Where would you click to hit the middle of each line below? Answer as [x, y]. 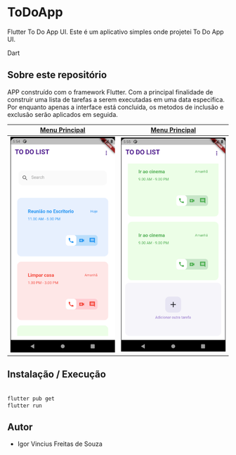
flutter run [25, 406]
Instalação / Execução [57, 374]
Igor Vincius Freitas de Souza [60, 444]
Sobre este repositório [57, 75]
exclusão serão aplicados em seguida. [63, 114]
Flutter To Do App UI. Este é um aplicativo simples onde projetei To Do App [116, 32]
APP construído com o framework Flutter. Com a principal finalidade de [110, 92]
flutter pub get [31, 399]
